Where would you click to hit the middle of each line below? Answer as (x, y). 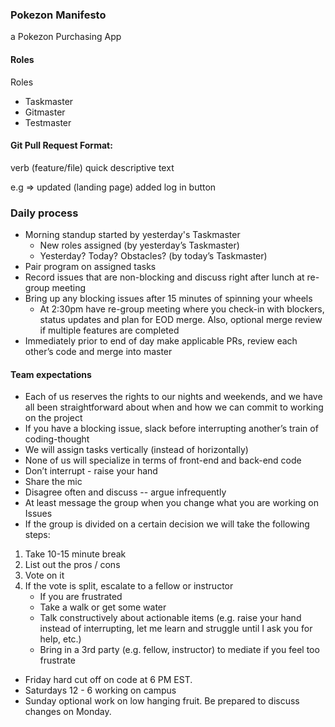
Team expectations (51, 374)
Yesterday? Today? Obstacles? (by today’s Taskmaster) (153, 256)
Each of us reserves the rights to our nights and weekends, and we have (173, 397)
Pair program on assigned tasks (90, 266)
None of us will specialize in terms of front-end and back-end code (163, 460)
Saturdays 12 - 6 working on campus (100, 690)
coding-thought (57, 439)
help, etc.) (60, 639)
